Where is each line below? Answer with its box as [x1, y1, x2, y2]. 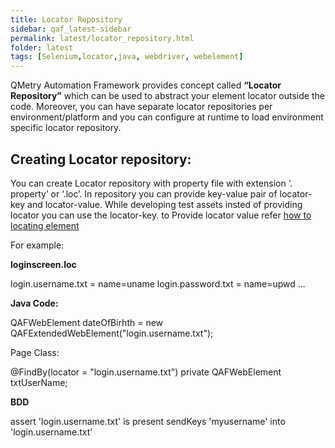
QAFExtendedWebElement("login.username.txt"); [10, 327, 214, 339]
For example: [10, 239, 65, 251]
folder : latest [10, 42, 74, 53]
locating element [10, 219, 80, 231]
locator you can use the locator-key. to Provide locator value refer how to [10, 209, 312, 221]
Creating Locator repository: [10, 151, 192, 168]
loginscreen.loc [10, 258, 77, 270]
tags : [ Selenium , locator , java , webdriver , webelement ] [10, 52, 244, 62]
